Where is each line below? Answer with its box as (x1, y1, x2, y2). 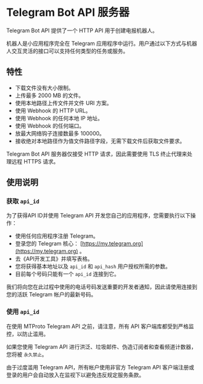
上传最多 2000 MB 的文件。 (15, 92, 84, 99)
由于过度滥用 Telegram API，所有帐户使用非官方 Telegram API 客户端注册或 (6, 363, 195, 371)
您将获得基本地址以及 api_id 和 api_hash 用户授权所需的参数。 (15, 262, 171, 270)
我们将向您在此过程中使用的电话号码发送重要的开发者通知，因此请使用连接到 (6, 283, 198, 290)
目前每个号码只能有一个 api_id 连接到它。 (15, 270, 120, 278)
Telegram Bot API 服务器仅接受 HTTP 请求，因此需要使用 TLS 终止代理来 (6, 150, 188, 157)
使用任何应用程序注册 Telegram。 (15, 232, 99, 240)
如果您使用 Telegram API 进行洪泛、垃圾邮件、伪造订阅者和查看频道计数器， (6, 343, 197, 350)
